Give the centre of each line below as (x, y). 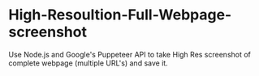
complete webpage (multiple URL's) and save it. (88, 63)
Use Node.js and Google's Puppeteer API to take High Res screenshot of (130, 54)
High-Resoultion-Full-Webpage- (120, 15)
